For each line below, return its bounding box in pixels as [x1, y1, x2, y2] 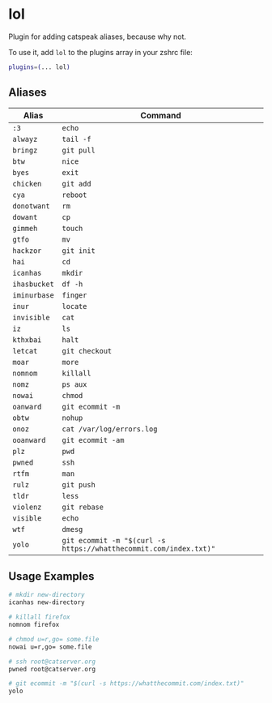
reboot [62, 190, 87, 199]
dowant [12, 212, 38, 221]
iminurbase [12, 290, 54, 300]
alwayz [12, 135, 38, 144]
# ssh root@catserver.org [8, 658, 96, 666]
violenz [12, 502, 42, 512]
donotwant [12, 201, 50, 211]
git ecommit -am [62, 435, 125, 444]
